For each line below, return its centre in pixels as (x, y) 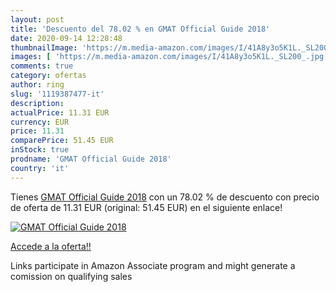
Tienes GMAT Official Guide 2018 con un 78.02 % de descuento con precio (165, 197)
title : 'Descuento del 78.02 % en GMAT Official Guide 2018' (140, 29)
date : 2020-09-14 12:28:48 (66, 38)
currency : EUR (40, 122)
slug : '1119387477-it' (57, 94)
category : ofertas (48, 76)
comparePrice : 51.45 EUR (62, 141)
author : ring (37, 85)
